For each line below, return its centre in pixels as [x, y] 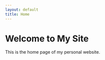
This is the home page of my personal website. [52, 52]
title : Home [17, 14]
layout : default [22, 10]
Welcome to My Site [47, 39]
